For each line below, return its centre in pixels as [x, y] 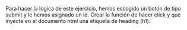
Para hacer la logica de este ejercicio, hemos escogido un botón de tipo [93, 9]
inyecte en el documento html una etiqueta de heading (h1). [78, 21]
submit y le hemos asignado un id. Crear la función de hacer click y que [93, 15]
